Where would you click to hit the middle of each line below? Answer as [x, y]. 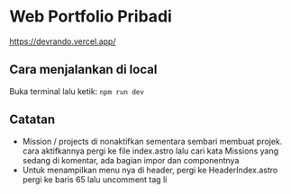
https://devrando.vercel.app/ [63, 41]
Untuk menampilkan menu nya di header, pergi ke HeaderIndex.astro [150, 170]
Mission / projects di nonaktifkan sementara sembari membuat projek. [152, 141]
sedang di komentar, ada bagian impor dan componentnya [131, 160]
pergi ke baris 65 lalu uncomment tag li [95, 179]
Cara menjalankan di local [83, 70]
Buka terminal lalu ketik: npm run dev [77, 91]
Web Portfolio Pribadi [91, 17]
